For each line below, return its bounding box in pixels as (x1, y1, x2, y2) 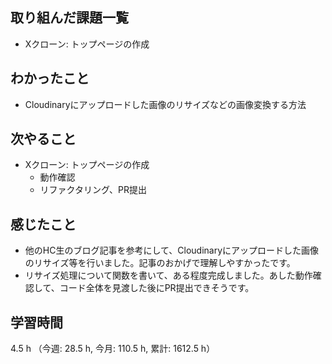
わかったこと (10, 70, 90, 87)
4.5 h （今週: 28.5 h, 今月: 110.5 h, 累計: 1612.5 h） (10, 343, 216, 355)
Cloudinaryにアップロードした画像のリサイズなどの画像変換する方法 (24, 98, 307, 110)
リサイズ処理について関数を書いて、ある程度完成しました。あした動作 (24, 269, 313, 282)
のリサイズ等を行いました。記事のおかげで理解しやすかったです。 (24, 257, 296, 269)
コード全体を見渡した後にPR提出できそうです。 (59, 282, 255, 294)
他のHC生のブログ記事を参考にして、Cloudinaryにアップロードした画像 (24, 244, 320, 257)
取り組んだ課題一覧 (10, 9, 129, 27)
